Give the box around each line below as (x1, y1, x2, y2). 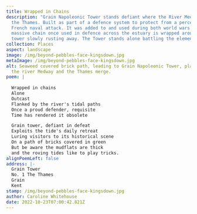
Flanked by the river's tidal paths (11, 101, 101, 107)
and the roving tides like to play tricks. (11, 150, 119, 156)
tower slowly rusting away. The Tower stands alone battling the (11, 36, 175, 42)
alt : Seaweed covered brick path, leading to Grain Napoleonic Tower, (6, 63, 182, 69)
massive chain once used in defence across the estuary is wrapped (11, 30, 180, 36)
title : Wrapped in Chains (6, 8, 69, 15)
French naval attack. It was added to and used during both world (11, 25, 177, 31)
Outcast (11, 96, 30, 101)
